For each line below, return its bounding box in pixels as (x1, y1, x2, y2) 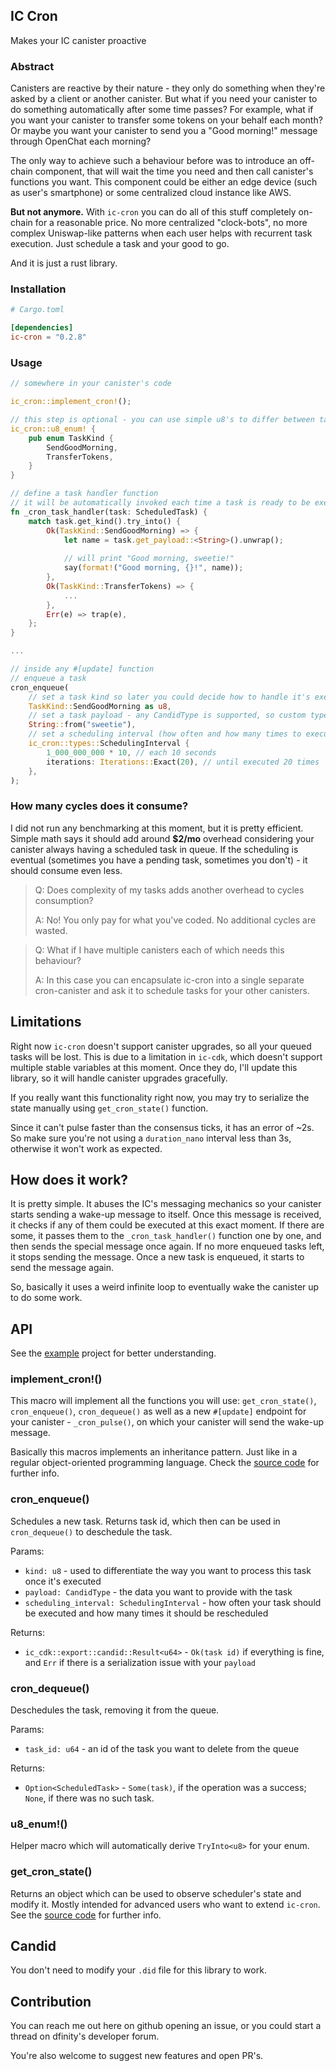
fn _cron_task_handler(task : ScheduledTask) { (10, 507, 208, 517)
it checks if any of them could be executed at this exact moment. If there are (10, 1219, 325, 1231)
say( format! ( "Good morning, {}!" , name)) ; (63, 563, 244, 573)
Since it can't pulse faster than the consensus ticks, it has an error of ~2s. (10, 1121, 315, 1133)
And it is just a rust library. (10, 257, 118, 269)
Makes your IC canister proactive (10, 34, 147, 46)
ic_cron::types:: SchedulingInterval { (28, 739, 190, 749)
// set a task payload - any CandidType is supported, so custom (28, 710, 307, 721)
